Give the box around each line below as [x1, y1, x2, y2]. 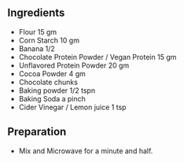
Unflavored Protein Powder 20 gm [18, 61, 130, 70]
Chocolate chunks [18, 77, 78, 87]
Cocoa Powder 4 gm [18, 68, 86, 78]
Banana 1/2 [18, 43, 56, 53]
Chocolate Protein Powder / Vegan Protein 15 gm [18, 52, 177, 61]
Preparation [7, 125, 67, 138]
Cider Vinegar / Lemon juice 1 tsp [18, 102, 127, 112]
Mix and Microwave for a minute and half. [18, 145, 153, 156]
